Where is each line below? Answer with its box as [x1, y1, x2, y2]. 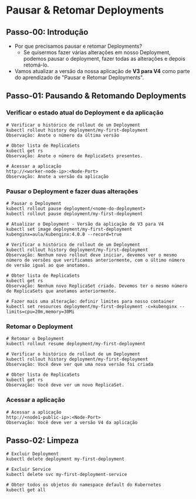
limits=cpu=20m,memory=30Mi [6, 309, 75, 315]
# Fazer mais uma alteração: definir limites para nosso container [6, 298, 175, 304]
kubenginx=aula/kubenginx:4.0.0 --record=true [6, 231, 122, 237]
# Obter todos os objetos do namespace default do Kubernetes [6, 482, 161, 488]
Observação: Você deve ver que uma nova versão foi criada [6, 362, 154, 368]
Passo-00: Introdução [6, 27, 89, 37]
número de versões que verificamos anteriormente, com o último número [6, 257, 185, 263]
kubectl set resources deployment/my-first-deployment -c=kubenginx [6, 303, 177, 309]
